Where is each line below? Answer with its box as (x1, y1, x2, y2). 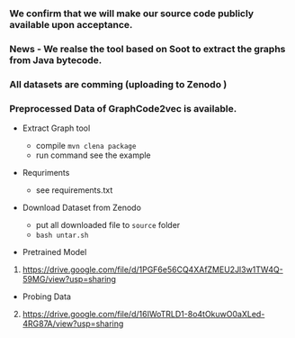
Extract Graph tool (22, 123, 91, 133)
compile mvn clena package (35, 141, 137, 151)
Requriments (22, 168, 70, 178)
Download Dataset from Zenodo (22, 202, 142, 214)
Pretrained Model (22, 247, 87, 258)
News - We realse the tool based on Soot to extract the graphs (9, 42, 286, 55)
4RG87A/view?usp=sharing (22, 318, 124, 329)
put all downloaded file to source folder (35, 220, 181, 231)
